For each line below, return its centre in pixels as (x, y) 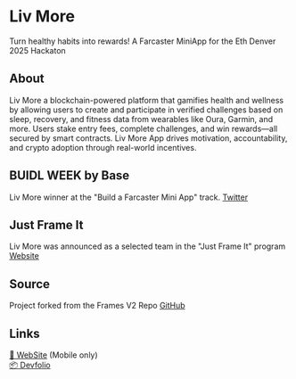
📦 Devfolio (30, 365)
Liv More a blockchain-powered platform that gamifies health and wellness (146, 100)
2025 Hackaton (38, 50)
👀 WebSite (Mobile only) (53, 355)
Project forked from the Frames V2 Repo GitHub (97, 306)
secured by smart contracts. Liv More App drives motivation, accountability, (148, 138)
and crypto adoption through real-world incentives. (103, 147)
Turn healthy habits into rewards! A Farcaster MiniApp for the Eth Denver (143, 41)
